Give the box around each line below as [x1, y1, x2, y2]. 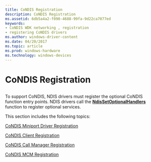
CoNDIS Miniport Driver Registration [5, 123, 79, 129]
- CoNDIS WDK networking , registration [5, 26, 90, 30]
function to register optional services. [5, 104, 81, 109]
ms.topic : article [5, 44, 43, 49]
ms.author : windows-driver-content [5, 35, 78, 40]
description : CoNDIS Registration [5, 12, 76, 17]
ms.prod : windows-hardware [5, 48, 60, 53]
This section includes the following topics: [5, 113, 91, 119]
